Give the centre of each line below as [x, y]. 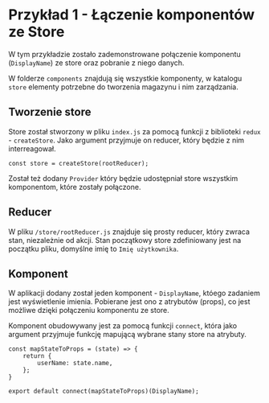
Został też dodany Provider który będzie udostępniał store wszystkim [123, 178]
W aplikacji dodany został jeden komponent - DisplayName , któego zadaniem [134, 293]
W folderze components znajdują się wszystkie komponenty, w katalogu [125, 78]
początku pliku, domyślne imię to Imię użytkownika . [94, 249]
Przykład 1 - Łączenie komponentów [132, 15]
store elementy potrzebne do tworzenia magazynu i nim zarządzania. [123, 87]
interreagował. [32, 148]
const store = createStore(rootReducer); [79, 163]
